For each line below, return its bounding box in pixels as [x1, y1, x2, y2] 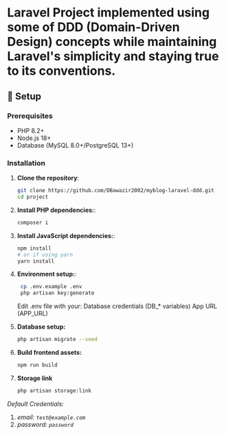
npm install [16, 245, 52, 252]
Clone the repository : [16, 174, 80, 183]
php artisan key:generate [20, 290, 95, 296]
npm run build [16, 362, 58, 368]
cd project [16, 193, 49, 200]
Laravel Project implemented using [7, 5, 210, 21]
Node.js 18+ [16, 134, 52, 142]
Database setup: [16, 322, 66, 331]
